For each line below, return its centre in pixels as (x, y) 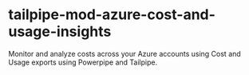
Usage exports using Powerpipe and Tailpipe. (83, 62)
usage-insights (60, 32)
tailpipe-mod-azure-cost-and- (112, 15)
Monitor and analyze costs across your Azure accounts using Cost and (125, 53)
